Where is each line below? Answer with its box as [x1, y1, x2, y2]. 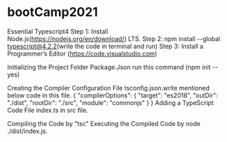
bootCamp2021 [7, 4, 99, 20]
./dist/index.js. [7, 127, 48, 135]
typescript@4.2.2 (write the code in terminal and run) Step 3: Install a [7, 42, 203, 50]
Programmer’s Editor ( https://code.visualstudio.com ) [7, 49, 158, 58]
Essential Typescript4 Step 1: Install [7, 27, 109, 35]
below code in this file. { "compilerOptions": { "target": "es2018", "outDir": [7, 91, 219, 100]
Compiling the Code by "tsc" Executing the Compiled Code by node [7, 119, 201, 127]
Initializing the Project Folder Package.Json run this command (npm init [7, 63, 211, 71]
